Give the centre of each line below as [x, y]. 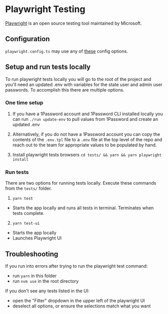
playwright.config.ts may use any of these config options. [67, 51]
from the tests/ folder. [29, 188]
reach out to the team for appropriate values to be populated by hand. [85, 145]
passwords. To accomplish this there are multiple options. [65, 90]
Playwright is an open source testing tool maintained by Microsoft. [73, 23]
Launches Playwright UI [37, 238]
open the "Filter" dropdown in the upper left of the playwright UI [79, 300]
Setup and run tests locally [48, 67]
